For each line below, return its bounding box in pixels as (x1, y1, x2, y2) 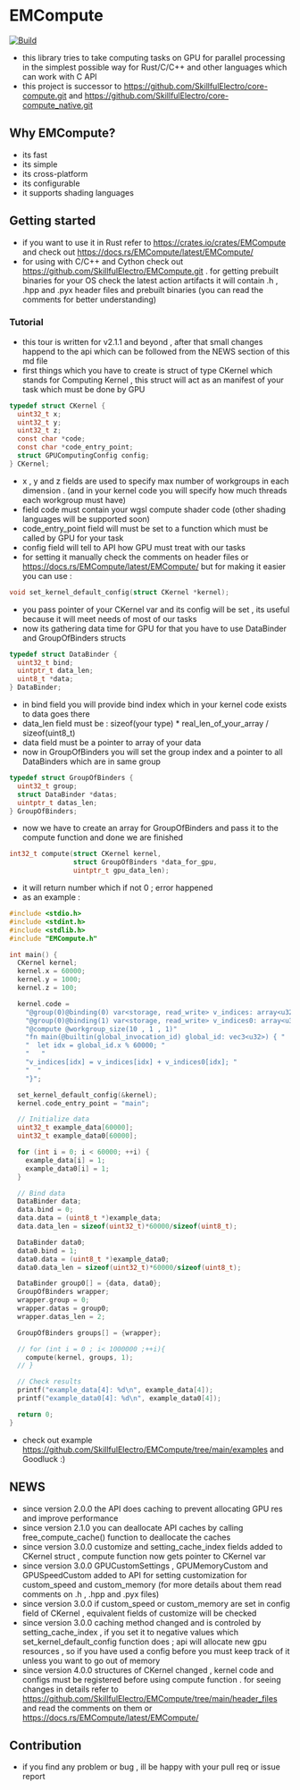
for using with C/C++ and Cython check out (21, 256, 184, 266)
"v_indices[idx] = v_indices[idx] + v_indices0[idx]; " (25, 1058, 238, 1067)
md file (21, 355, 48, 366)
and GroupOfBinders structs (21, 632, 127, 643)
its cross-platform (21, 168, 88, 179)
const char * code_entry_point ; (17, 443, 134, 452)
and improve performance (21, 1512, 119, 1524)
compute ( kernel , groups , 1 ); (25, 1353, 134, 1362)
